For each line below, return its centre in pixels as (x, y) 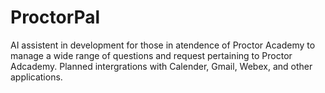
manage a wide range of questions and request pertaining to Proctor (151, 55)
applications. (36, 77)
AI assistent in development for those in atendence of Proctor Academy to (163, 45)
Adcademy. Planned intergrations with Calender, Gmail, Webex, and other (161, 66)
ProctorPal (55, 17)
